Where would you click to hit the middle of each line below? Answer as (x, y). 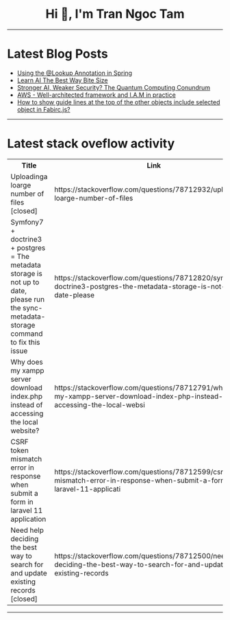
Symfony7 (27, 222)
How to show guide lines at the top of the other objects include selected (118, 102)
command (27, 334)
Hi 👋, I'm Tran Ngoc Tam (115, 14)
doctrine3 (26, 239)
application (28, 519)
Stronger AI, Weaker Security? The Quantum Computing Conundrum (114, 87)
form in (22, 502)
